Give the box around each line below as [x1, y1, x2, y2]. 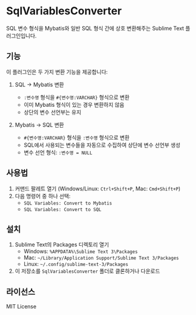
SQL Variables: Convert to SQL [23, 206, 102, 212]
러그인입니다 [6, 32, 36, 39]
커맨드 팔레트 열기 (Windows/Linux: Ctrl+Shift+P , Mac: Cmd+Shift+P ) [14, 185, 181, 192]
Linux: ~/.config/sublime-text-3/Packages [23, 261, 129, 268]
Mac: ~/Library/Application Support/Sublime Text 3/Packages [23, 254, 179, 261]
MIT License [6, 303, 37, 310]
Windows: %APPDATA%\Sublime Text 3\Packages [23, 248, 138, 255]
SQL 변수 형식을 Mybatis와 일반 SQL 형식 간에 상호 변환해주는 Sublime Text [6, 24, 185, 32]
